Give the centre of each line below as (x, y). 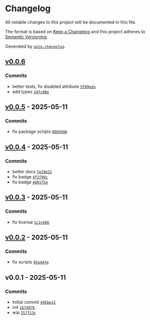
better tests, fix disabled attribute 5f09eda (54, 86)
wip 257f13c (24, 313)
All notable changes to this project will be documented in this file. (71, 22)
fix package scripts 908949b (40, 132)
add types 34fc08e (31, 92)
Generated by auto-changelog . (35, 46)
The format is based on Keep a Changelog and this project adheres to (75, 31)
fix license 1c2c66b (31, 222)
